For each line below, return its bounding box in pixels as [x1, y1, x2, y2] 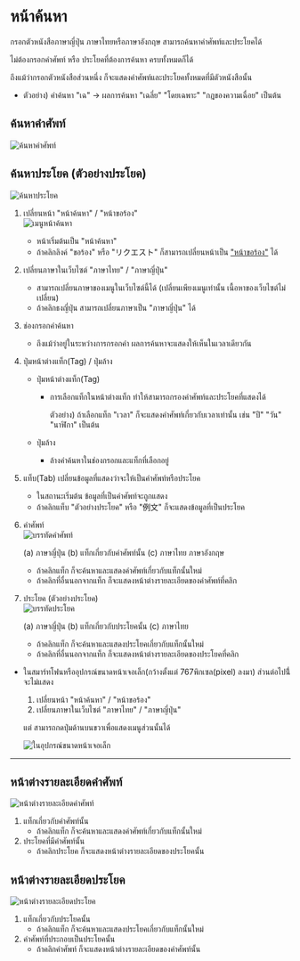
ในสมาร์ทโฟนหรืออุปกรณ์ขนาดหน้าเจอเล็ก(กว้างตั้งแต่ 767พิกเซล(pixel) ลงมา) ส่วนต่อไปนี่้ [22, 666, 291, 677]
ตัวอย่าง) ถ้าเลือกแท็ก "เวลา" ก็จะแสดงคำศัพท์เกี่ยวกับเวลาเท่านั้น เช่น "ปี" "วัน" [49, 409, 282, 419]
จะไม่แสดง [22, 676, 54, 687]
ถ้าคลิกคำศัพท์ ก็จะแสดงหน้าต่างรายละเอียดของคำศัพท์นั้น [36, 944, 201, 955]
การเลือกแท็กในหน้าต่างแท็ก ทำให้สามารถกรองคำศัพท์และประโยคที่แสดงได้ [49, 391, 266, 402]
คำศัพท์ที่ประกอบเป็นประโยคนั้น [22, 933, 116, 945]
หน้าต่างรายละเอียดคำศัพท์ [10, 774, 123, 789]
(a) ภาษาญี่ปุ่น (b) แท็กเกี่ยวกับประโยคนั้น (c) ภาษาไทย [22, 621, 190, 631]
